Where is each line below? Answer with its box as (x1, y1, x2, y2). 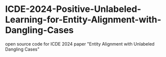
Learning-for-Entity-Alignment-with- (5, 14, 162, 25)
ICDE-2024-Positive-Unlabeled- (5, 3, 142, 15)
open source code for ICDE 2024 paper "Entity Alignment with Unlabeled (5, 41, 155, 47)
